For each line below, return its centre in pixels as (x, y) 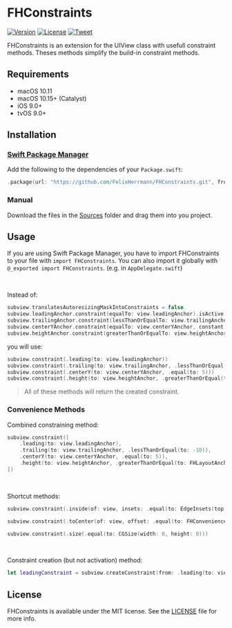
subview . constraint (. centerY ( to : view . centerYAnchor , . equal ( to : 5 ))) (111, 372)
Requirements (38, 74)
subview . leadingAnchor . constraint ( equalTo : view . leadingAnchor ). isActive (116, 314)
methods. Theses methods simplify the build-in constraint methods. (104, 53)
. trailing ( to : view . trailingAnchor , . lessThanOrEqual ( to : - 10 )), (116, 450)
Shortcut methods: (34, 496)
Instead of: (22, 295)
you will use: (25, 347)
